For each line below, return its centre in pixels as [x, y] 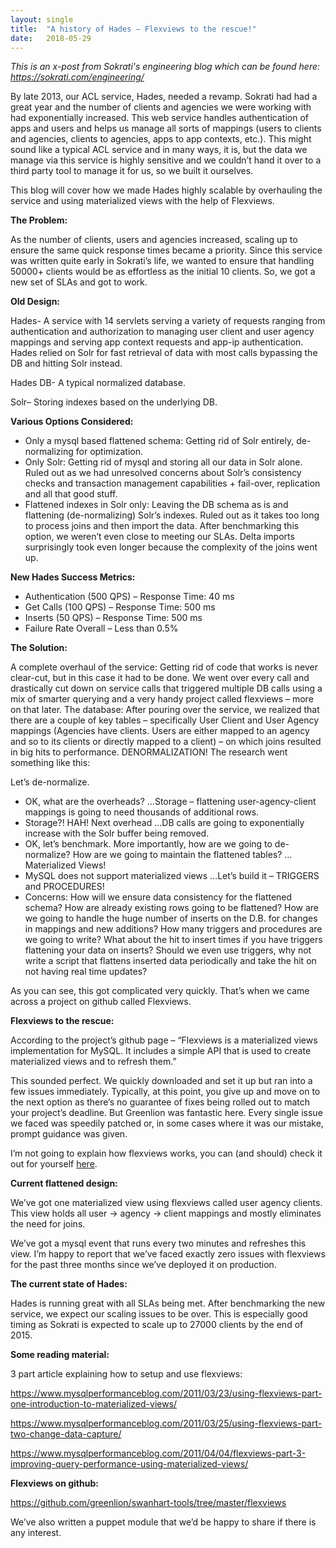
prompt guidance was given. [69, 1134]
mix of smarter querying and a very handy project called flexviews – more [162, 699]
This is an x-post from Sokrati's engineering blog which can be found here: [165, 67]
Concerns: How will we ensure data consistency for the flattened [158, 897]
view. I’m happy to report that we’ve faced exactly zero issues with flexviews [168, 1254]
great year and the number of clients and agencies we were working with [161, 107]
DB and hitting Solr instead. [66, 363]
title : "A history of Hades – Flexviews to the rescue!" [133, 29]
